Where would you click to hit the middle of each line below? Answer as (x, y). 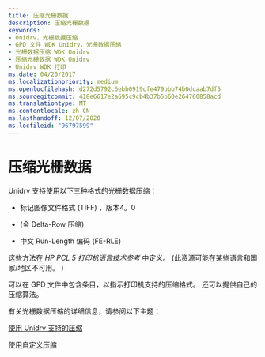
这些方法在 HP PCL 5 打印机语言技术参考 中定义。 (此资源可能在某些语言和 (129, 257)
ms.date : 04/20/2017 (42, 74)
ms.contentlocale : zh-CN (49, 111)
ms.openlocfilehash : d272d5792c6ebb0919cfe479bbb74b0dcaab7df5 (115, 89)
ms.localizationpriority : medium (63, 81)
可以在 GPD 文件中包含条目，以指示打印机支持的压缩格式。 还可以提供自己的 (133, 284)
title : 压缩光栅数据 (38, 15)
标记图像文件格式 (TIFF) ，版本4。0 (78, 207)
